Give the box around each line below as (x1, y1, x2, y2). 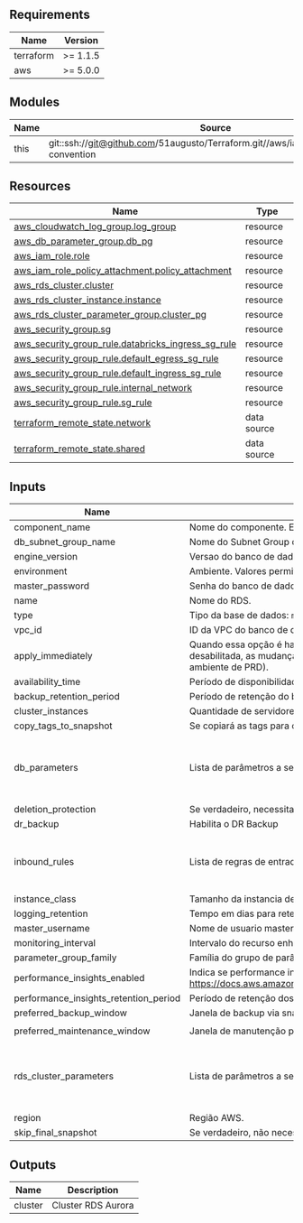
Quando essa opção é (188, 638, 282, 651)
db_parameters (14, 762, 78, 774)
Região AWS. (188, 1112, 244, 1125)
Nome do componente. (188, 521, 287, 533)
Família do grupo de (188, 951, 274, 964)
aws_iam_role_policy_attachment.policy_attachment (14, 264, 233, 277)
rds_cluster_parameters (14, 1070, 115, 1082)
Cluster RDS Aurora (51, 1200, 134, 1212)
